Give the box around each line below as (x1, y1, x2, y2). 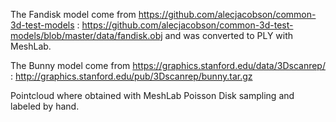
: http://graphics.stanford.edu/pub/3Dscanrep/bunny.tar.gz (10, 70, 253, 82)
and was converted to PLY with (164, 30, 294, 41)
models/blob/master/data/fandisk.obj (10, 30, 163, 41)
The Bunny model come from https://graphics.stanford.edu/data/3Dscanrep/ (10, 60, 326, 71)
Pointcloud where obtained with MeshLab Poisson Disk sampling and (10, 90, 295, 101)
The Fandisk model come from (10, 9, 137, 20)
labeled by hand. (10, 100, 80, 112)
